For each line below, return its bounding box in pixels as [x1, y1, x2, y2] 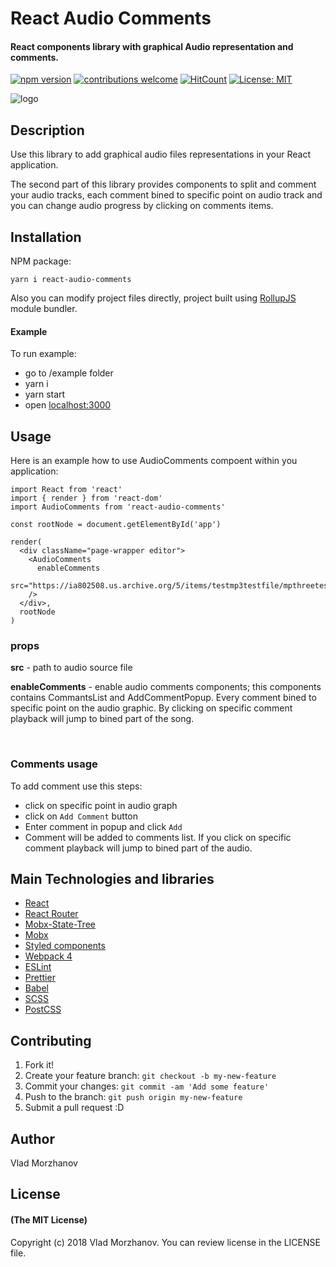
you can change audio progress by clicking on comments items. [10, 200, 274, 212]
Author [10, 1130, 55, 1147]
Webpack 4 [24, 950, 73, 962]
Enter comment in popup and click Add [24, 820, 183, 832]
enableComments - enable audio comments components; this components [10, 681, 322, 693]
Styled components [24, 940, 106, 952]
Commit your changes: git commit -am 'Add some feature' [24, 1080, 270, 1092]
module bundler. [10, 303, 78, 315]
